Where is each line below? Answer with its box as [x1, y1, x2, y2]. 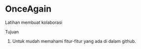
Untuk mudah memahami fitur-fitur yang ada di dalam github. [12, 38, 136, 44]
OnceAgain [5, 3, 52, 15]
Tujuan [5, 29, 19, 34]
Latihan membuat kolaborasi [5, 19, 62, 25]
